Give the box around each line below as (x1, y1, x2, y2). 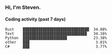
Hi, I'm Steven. (5, 4, 41, 11)
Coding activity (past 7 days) (5, 16, 66, 22)
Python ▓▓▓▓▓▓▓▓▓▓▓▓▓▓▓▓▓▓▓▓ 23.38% (5, 36, 107, 41)
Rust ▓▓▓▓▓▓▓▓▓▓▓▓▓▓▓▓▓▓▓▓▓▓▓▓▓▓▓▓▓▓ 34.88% (5, 27, 107, 32)
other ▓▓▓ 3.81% (5, 40, 107, 45)
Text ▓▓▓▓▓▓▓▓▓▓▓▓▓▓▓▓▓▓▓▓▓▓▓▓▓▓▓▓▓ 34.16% (5, 31, 107, 36)
